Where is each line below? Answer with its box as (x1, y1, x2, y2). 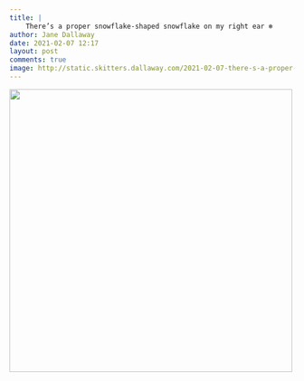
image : (9, 64, 34, 73)
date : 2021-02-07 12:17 (9, 38, 100, 48)
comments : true (9, 55, 67, 64)
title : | (9, 13, 43, 23)
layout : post (9, 47, 59, 56)
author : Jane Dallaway (9, 30, 95, 39)
